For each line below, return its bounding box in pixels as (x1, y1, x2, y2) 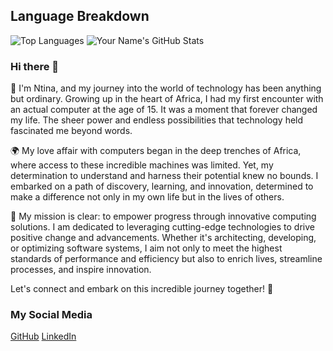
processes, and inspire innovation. (10, 264, 152, 276)
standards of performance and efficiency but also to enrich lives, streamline (10, 253, 323, 265)
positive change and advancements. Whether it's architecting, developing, (10, 232, 317, 244)
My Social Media (10, 308, 93, 322)
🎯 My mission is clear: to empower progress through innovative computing (10, 210, 317, 223)
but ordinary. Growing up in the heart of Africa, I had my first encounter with (10, 93, 324, 105)
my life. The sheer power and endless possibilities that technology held (10, 114, 304, 126)
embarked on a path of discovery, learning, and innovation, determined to (10, 180, 314, 193)
